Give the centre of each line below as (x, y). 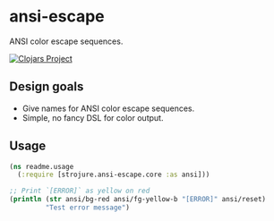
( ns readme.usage (42, 166)
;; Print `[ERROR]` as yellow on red (80, 191)
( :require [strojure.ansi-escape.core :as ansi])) (114, 175)
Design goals (47, 87)
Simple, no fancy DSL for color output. (93, 117)
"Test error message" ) (87, 208)
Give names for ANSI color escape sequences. (108, 108)
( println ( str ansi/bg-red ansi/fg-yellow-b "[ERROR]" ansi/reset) (138, 200)
